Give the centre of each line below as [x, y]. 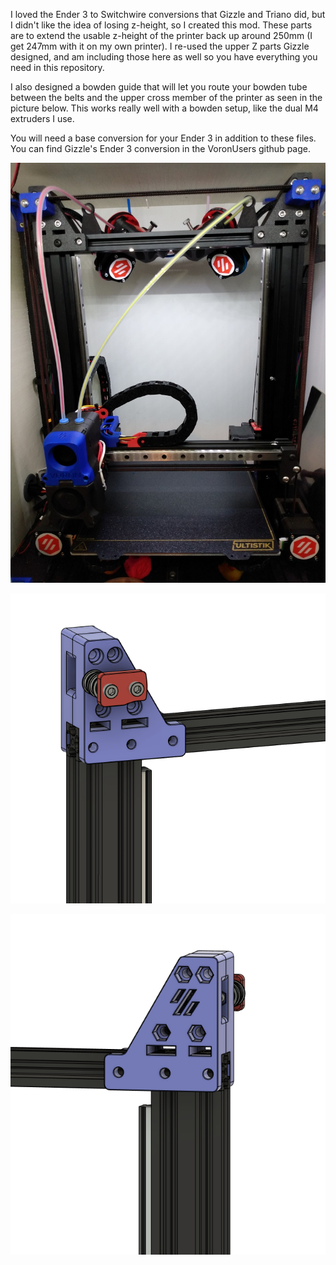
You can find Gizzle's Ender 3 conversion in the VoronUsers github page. [160, 148]
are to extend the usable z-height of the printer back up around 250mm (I [161, 35]
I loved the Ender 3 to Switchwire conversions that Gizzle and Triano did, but [168, 14]
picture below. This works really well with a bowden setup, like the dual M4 [164, 108]
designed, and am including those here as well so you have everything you [164, 57]
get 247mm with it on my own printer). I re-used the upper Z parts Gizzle [160, 46]
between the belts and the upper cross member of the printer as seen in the [166, 97]
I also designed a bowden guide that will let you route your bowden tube [159, 87]
